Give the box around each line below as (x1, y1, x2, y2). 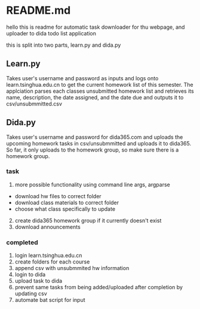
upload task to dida (14, 277, 63, 284)
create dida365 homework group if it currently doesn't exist (14, 217, 162, 224)
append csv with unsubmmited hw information (14, 265, 130, 272)
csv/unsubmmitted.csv (6, 100, 63, 107)
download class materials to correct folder (14, 199, 119, 206)
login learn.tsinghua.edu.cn (14, 252, 82, 259)
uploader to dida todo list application (6, 29, 97, 37)
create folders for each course (14, 258, 90, 265)
